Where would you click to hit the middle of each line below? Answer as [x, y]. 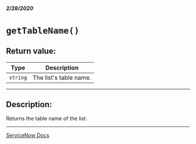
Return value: [31, 51]
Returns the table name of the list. [47, 119]
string [18, 77]
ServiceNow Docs [28, 135]
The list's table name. [62, 77]
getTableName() [43, 31]
